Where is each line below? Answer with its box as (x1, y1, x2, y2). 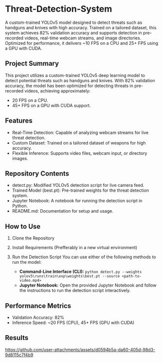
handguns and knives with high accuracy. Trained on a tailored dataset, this (5, 24, 157, 30)
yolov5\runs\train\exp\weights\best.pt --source (19, 274, 120, 279)
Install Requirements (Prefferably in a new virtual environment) (12, 245, 138, 251)
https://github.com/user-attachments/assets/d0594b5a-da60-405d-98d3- (5, 346, 156, 352)
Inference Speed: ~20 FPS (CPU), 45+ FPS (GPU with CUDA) (12, 320, 135, 326)
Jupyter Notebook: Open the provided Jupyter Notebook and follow (19, 282, 157, 288)
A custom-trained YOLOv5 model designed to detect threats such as (5, 19, 143, 25)
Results (5, 334, 29, 342)
